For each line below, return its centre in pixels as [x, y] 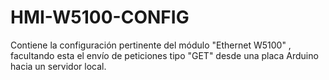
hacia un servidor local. [58, 66]
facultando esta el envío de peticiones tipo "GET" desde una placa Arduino [164, 55]
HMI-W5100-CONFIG [100, 17]
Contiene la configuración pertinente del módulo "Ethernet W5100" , [151, 45]
